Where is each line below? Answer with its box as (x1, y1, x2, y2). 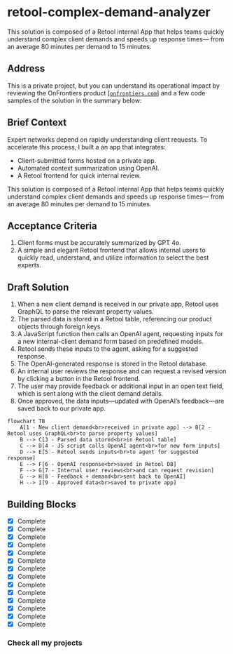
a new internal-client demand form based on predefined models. (17, 338, 204, 346)
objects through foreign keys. (17, 322, 103, 331)
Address (7, 62, 45, 74)
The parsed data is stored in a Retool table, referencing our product (17, 315, 212, 323)
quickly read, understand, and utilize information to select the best (17, 253, 209, 262)
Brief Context (7, 116, 67, 128)
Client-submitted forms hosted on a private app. (17, 156, 157, 165)
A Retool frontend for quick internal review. (17, 171, 141, 180)
